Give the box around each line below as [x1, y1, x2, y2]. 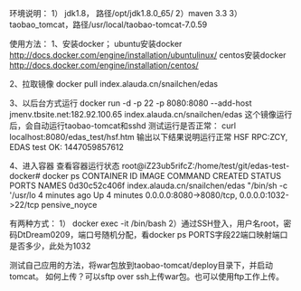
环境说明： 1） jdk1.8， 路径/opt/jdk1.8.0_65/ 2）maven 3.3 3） [9, 8, 242, 18]
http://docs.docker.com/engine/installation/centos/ [9, 60, 199, 70]
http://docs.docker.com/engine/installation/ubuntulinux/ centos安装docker [9, 50, 287, 61]
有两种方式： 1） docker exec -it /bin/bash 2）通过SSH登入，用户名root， [9, 218, 284, 229]
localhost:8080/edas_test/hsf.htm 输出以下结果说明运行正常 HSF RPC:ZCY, [9, 132, 288, 142]
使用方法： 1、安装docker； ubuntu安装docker [9, 39, 183, 49]
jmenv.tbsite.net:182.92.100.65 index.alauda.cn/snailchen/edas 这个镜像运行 [9, 109, 293, 119]
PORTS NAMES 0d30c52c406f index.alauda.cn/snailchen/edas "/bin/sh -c [9, 180, 288, 191]
